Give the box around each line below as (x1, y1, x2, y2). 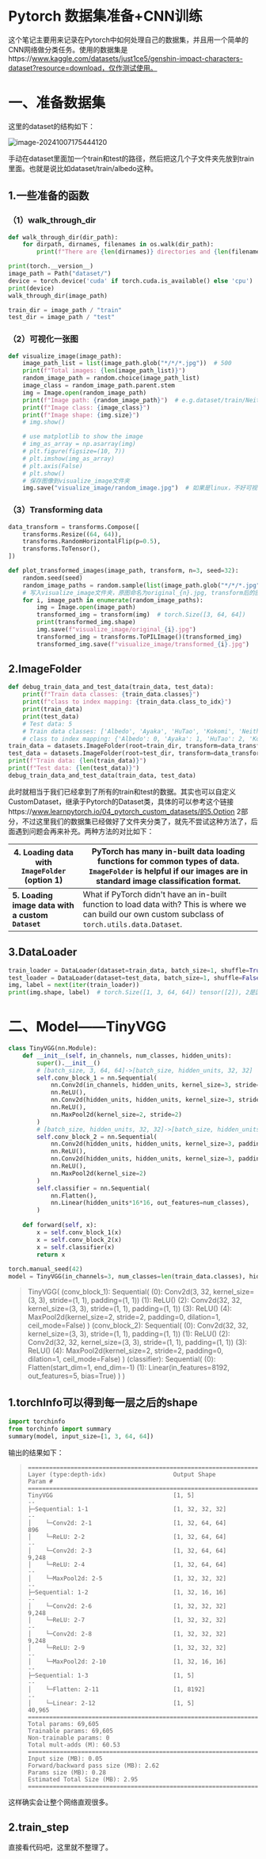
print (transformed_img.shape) (36, 619, 136, 627)
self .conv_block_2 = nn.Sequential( (36, 1133, 158, 1141)
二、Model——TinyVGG (8, 1018, 167, 1036)
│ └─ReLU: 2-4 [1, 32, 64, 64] (27, 1560, 227, 1568)
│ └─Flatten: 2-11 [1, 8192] (27, 1685, 206, 1693)
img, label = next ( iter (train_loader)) (8, 981, 140, 989)
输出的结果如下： (8, 1447, 64, 1457)
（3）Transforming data (8, 505, 103, 516)
